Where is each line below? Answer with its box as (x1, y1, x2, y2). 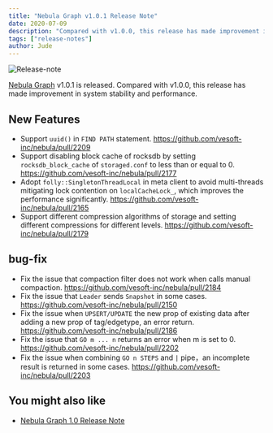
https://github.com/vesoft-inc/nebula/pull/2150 (19, 300, 178, 310)
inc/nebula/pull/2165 (19, 202, 89, 212)
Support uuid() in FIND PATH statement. (19, 133, 152, 143)
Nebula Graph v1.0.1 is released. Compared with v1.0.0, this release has (8, 80, 246, 90)
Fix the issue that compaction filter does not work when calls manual (19, 274, 251, 284)
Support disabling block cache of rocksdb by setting (19, 151, 197, 161)
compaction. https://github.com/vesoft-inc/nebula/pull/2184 (19, 282, 222, 292)
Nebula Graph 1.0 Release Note (19, 415, 125, 425)
